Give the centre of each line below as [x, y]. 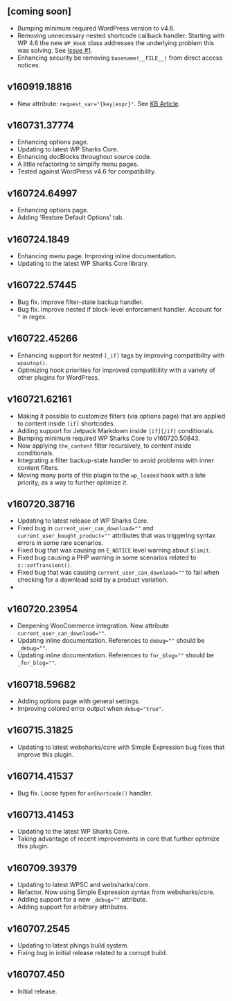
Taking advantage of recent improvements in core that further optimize [118, 839]
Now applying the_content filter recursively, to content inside [104, 445]
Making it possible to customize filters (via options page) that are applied [121, 416]
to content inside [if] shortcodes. [66, 423]
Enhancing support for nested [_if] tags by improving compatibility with [121, 355]
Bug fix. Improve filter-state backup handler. [80, 302]
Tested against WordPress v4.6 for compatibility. [87, 171]
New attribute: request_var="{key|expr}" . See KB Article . [99, 103]
